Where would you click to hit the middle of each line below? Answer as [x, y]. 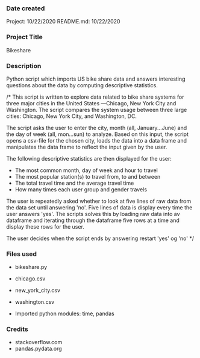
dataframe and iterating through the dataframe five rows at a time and [93, 220]
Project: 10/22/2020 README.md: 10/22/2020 [63, 22]
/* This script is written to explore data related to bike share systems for [95, 97]
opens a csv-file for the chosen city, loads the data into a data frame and [96, 140]
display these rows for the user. [45, 226]
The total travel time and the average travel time [74, 183]
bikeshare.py [31, 267]
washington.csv [35, 302]
